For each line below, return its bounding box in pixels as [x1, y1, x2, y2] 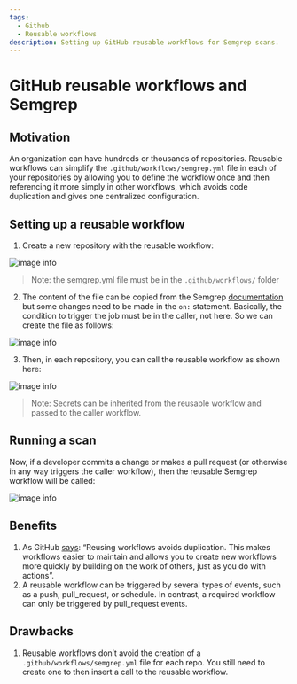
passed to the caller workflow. [30, 408, 142, 418]
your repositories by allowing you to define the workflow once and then [9, 172, 270, 183]
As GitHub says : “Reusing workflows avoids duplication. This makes [21, 541, 270, 552]
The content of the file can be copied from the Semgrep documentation [21, 291, 284, 302]
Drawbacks [9, 624, 74, 639]
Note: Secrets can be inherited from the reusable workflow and [30, 398, 262, 408]
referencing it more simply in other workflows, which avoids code [9, 182, 248, 192]
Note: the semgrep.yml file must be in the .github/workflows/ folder [30, 275, 280, 285]
